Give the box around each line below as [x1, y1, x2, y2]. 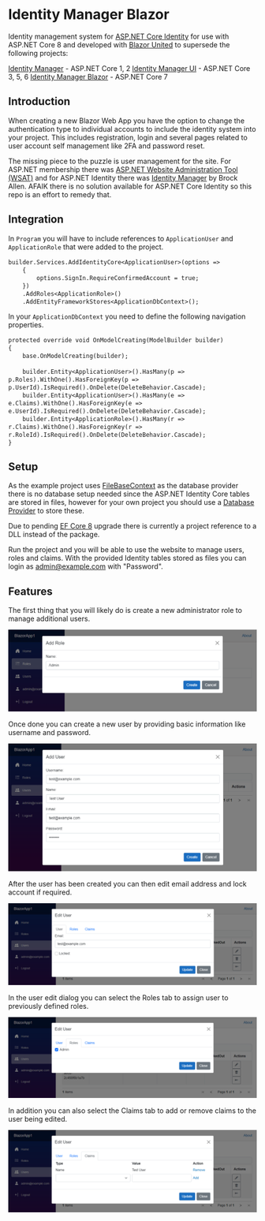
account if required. [8, 887, 73, 897]
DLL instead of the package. [8, 530, 100, 540]
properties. [8, 319, 44, 329]
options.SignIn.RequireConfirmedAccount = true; [36, 274, 200, 282]
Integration [8, 213, 65, 226]
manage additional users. [8, 614, 91, 624]
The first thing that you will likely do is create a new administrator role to [8, 606, 243, 615]
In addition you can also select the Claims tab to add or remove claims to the [8, 1106, 257, 1115]
